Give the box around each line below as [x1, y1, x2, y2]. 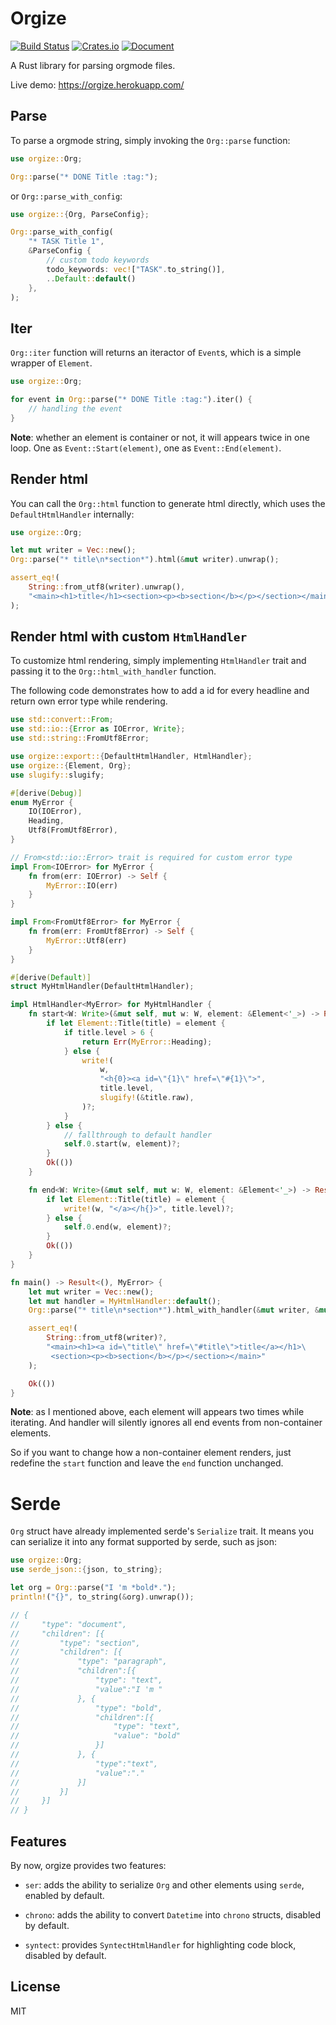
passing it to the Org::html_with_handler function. [10, 665, 217, 677]
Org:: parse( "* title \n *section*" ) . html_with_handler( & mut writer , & [28, 1305, 320, 1316]
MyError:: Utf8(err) [46, 935, 128, 946]
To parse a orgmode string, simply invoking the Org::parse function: [10, 134, 291, 146]
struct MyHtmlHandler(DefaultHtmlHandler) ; [10, 982, 195, 992]
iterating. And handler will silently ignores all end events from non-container [10, 1417, 323, 1429]
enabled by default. [24, 1889, 105, 1901]
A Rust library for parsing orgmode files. [10, 59, 176, 71]
